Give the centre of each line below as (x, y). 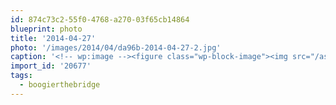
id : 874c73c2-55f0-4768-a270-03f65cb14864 (100, 19)
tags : (21, 76)
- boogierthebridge (60, 85)
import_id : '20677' (51, 66)
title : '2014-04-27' (53, 38)
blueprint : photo (46, 29)
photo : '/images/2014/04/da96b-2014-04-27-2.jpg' (116, 47)
